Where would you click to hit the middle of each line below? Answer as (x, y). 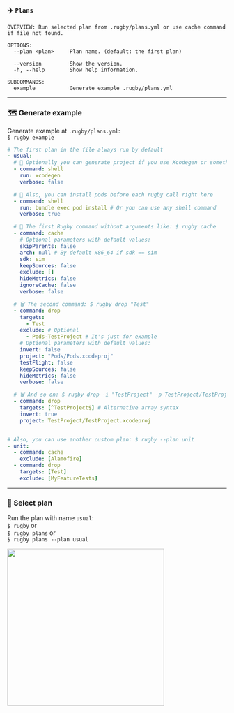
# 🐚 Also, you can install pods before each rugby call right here (114, 194)
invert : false (40, 350)
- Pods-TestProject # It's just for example (91, 337)
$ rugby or (22, 526)
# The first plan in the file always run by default (85, 149)
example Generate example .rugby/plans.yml (93, 89)
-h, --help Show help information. (76, 70)
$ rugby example (31, 138)
